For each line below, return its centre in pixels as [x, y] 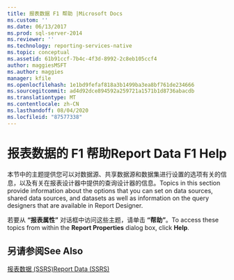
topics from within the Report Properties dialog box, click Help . [98, 227]
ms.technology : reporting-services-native [70, 46]
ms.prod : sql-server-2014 [45, 33]
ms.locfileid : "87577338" [45, 117]
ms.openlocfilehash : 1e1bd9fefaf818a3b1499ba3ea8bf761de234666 [101, 85]
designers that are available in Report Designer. [75, 205]
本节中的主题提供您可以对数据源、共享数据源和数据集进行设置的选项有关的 [114, 174]
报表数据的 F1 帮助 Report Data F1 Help [117, 153]
